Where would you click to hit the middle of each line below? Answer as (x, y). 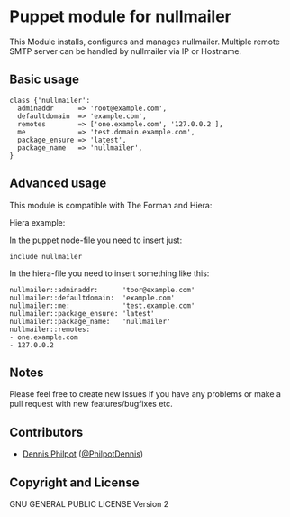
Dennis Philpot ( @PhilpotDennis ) (83, 454)
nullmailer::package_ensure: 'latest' (82, 313)
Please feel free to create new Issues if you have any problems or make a (145, 394)
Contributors (46, 432)
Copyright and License (74, 482)
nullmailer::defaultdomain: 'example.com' (92, 298)
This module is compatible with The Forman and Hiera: (111, 205)
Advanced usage (58, 184)
